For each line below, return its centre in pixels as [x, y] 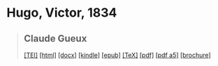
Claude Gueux [55, 39]
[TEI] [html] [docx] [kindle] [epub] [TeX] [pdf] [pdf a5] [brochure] [117, 55]
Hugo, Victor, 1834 [62, 13]
